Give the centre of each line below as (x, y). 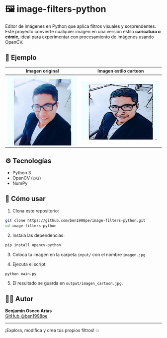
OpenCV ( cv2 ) (27, 178)
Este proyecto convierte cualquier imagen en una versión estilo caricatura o (83, 31)
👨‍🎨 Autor (19, 299)
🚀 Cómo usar (25, 199)
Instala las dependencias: (38, 235)
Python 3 (22, 173)
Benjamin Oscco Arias (29, 311)
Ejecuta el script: (30, 264)
